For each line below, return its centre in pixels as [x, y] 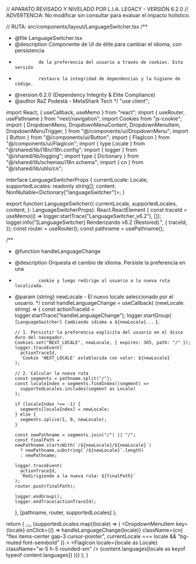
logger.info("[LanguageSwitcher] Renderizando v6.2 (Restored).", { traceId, [97, 222]
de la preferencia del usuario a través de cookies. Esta [111, 62]
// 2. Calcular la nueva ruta [52, 373]
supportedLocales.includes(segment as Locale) [78, 389]
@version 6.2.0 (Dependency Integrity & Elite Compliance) [85, 95]
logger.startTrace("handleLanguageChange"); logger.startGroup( [93, 315]
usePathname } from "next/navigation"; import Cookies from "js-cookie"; [94, 118]
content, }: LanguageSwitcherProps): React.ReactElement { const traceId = [97, 210]
